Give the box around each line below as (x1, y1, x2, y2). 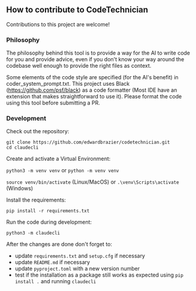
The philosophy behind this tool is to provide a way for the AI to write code (6, 49, 191, 56)
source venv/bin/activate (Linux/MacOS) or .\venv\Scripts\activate (6, 178, 179, 185)
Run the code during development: (6, 218, 92, 226)
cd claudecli (6, 145, 39, 151)
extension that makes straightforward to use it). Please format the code (6, 93, 182, 100)
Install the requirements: (6, 196, 66, 203)
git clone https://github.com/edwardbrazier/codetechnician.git (6, 139, 170, 146)
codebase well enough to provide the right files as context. (6, 62, 152, 70)
